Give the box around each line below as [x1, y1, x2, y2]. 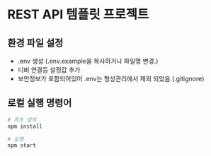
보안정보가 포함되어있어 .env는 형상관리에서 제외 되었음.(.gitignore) [17, 75, 205, 83]
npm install [7, 123, 42, 130]
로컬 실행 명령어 [7, 97, 72, 109]
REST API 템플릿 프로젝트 [7, 6, 149, 23]
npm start [7, 142, 37, 149]
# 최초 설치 [7, 116, 37, 124]
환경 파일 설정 [7, 37, 64, 49]
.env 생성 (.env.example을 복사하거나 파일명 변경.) [17, 57, 159, 65]
